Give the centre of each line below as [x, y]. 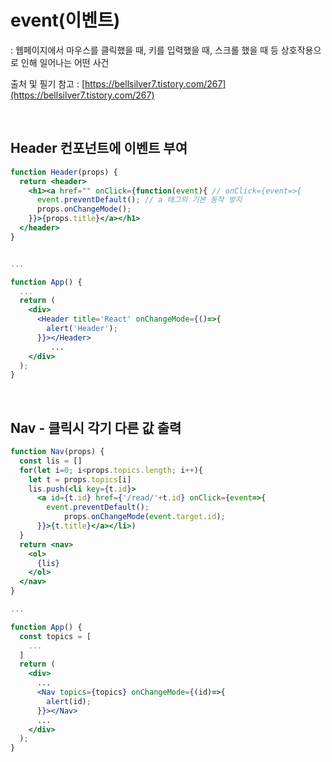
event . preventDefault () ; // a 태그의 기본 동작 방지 [139, 200]
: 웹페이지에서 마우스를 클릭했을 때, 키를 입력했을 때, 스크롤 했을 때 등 [144, 50]
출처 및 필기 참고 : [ [47, 83]
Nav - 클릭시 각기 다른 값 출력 [96, 427]
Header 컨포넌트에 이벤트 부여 [99, 148]
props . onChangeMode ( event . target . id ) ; [144, 517]
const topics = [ [55, 636]
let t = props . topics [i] [80, 479]
